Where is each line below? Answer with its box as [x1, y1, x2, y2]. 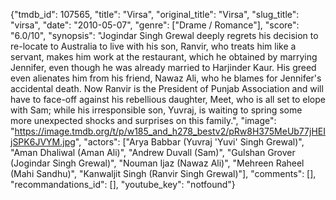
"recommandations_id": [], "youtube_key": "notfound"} [10, 179, 236, 190]
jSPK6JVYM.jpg [10, 136, 76, 148]
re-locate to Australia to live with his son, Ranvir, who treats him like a [10, 40, 297, 52]
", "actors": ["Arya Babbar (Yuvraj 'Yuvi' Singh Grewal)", [74, 136, 305, 148]
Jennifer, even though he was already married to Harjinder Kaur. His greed [10, 62, 317, 73]
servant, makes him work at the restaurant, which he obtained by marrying [10, 51, 318, 63]
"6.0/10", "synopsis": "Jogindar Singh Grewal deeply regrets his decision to [10, 30, 319, 41]
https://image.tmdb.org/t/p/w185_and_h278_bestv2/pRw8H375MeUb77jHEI [14, 125, 326, 137]
